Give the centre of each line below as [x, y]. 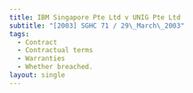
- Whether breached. [55, 67]
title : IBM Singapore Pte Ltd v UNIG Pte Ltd [95, 17]
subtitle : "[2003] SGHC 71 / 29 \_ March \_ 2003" [97, 26]
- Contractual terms [55, 50]
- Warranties [41, 58]
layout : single [37, 75]
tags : [19, 34]
